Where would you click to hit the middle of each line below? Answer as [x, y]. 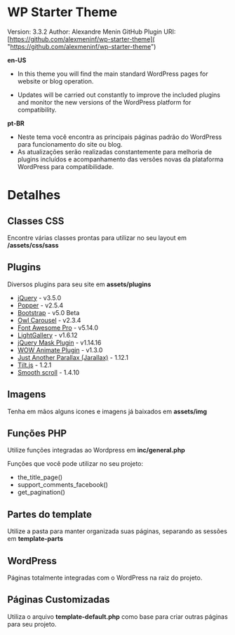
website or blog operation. [55, 81]
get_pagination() [41, 493]
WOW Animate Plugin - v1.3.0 [60, 350]
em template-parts [35, 539]
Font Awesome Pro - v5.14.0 [58, 328]
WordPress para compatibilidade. [66, 166]
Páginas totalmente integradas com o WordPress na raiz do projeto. [105, 577]
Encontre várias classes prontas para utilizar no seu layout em [97, 238]
